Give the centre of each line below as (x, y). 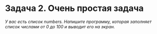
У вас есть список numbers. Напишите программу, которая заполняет (78, 22)
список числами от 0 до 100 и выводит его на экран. (60, 26)
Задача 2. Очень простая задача (74, 8)
